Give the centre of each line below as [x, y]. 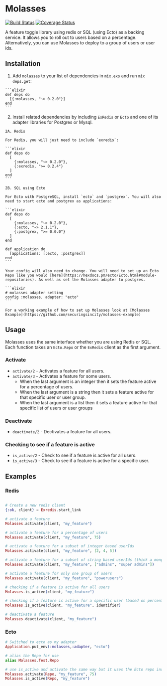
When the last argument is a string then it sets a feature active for [87, 392]
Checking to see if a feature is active [50, 445]
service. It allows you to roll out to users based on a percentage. [71, 37]
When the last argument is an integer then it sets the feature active [88, 381]
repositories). [21, 280]
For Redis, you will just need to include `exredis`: [62, 140]
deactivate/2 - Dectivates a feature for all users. [62, 432]
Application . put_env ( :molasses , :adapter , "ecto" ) [58, 647]
